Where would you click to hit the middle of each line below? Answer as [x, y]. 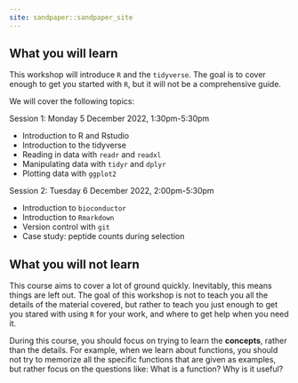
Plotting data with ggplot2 [69, 173]
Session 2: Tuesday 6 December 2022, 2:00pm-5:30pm [112, 191]
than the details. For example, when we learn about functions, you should [144, 350]
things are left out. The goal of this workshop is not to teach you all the [139, 295]
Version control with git [66, 227]
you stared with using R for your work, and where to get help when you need [149, 314]
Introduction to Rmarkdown [68, 218]
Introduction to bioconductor [74, 208]
